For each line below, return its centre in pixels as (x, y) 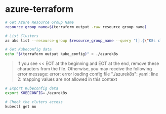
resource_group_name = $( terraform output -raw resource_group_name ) (76, 27)
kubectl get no (21, 107)
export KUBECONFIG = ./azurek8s (36, 93)
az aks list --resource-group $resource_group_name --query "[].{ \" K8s (80, 41)
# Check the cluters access (34, 102)
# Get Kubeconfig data (28, 50)
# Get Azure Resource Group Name (40, 22)
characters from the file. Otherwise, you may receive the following (84, 69)
